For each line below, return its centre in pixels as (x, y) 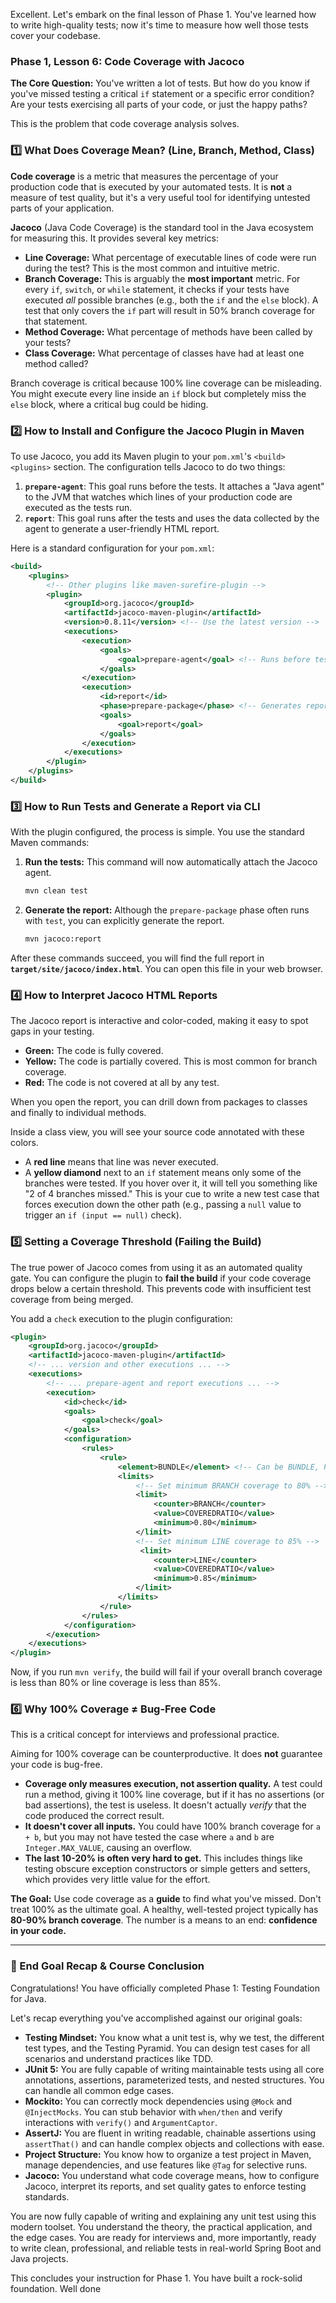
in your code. (38, 1931)
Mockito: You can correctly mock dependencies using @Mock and (158, 2101)
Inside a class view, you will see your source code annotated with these (157, 1132)
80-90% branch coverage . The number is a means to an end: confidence (164, 1920)
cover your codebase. (55, 35)
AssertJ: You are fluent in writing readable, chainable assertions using (170, 2133)
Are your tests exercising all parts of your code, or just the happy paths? (159, 105)
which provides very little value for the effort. (117, 1880)
